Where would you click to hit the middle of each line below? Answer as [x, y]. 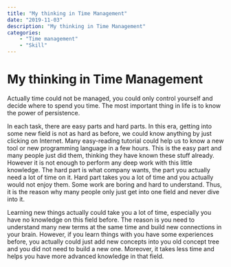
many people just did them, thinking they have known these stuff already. [111, 155]
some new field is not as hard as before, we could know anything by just [109, 133]
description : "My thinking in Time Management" [77, 26]
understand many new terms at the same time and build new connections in [114, 227]
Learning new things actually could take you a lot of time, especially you [109, 212]
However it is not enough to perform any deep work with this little [100, 163]
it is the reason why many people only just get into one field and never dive [113, 191]
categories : [24, 33]
